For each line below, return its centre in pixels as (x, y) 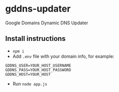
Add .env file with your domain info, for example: (63, 56)
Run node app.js (30, 83)
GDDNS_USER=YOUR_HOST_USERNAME (38, 65)
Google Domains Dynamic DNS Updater (47, 23)
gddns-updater (38, 9)
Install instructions (35, 39)
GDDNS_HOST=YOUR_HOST (28, 74)
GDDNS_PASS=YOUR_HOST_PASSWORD (38, 70)
